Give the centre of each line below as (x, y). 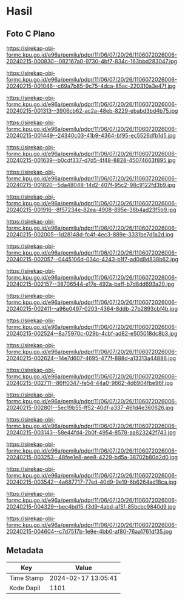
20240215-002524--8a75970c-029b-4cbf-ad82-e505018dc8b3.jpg (92, 334)
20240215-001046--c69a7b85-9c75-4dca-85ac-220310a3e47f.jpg (91, 86)
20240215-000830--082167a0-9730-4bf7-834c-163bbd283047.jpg (92, 61)
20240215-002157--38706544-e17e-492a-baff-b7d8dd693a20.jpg (90, 284)
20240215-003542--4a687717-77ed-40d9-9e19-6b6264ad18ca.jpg (92, 482)
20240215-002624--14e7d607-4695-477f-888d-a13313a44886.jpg (91, 358)
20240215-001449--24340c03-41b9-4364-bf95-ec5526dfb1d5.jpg (91, 136)
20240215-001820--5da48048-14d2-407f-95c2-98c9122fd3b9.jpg (91, 185)
